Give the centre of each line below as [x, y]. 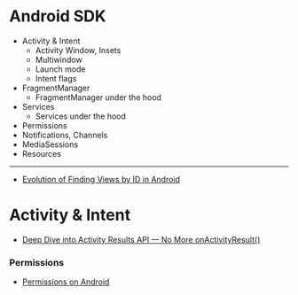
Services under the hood [81, 116]
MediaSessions [50, 144]
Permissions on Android [66, 282]
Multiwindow [59, 59]
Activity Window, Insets [78, 50]
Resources [42, 153]
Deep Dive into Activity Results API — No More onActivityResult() [141, 239]
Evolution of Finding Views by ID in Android [101, 179]
